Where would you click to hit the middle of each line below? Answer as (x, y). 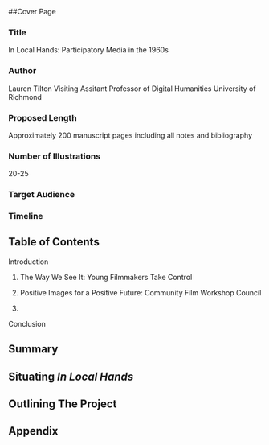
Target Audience (41, 195)
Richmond (25, 97)
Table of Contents (54, 242)
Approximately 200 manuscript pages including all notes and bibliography (130, 135)
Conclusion (27, 323)
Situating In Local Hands (71, 376)
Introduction (29, 262)
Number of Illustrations (55, 156)
